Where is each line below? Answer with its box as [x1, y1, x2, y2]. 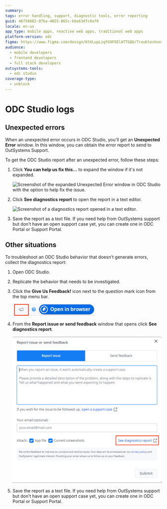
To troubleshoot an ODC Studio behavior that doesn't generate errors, [5, 254, 148, 260]
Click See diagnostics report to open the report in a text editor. [12, 196, 142, 202]
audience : [5, 45, 26, 50]
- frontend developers [9, 55, 57, 60]
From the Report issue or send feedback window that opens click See [12, 321, 157, 327]
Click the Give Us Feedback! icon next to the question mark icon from [12, 288, 156, 294]
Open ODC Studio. [12, 269, 51, 275]
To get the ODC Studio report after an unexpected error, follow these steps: [5, 157, 160, 163]
